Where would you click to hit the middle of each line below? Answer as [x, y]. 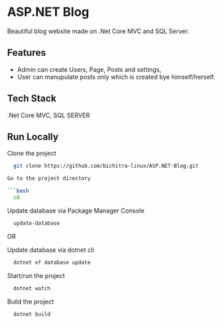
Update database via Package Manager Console [76, 211]
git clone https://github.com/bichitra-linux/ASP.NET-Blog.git [106, 166]
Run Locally [33, 136]
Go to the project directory [49, 179]
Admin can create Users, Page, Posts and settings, [89, 69]
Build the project [30, 302]
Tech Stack [32, 98]
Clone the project [32, 153]
